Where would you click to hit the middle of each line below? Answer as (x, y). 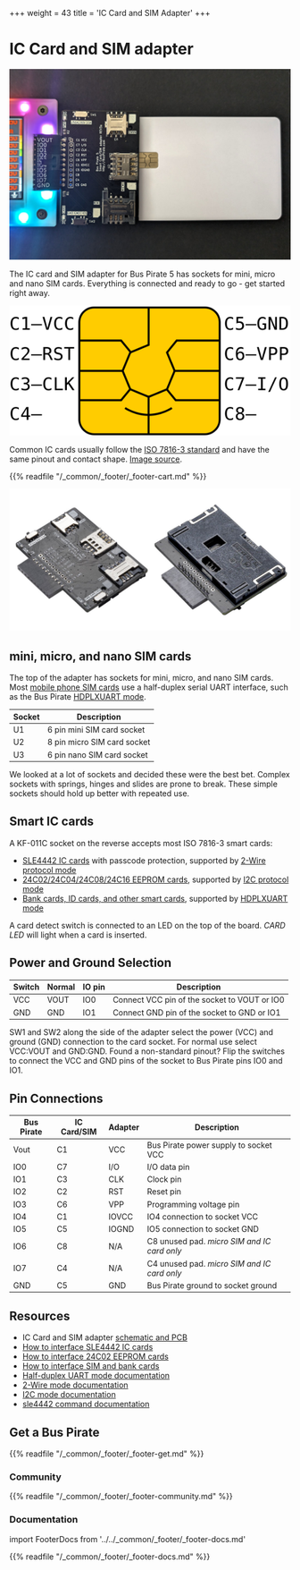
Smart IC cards (51, 822)
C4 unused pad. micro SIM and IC (209, 1263)
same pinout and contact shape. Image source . (96, 459)
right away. (30, 293)
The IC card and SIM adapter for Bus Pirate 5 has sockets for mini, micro (142, 274)
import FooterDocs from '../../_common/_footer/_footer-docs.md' (128, 1539)
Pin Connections (56, 1098)
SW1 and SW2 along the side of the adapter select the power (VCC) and (142, 1032)
